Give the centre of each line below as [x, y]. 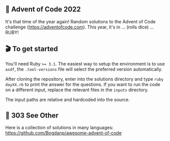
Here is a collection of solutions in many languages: [59, 128]
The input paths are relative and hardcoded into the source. [68, 99]
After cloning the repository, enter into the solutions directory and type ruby [84, 79]
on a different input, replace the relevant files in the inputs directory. [77, 90]
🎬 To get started [32, 49]
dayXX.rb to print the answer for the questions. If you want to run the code [83, 84]
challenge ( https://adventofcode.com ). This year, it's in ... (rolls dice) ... [80, 27]
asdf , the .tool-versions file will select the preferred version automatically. [84, 69]
